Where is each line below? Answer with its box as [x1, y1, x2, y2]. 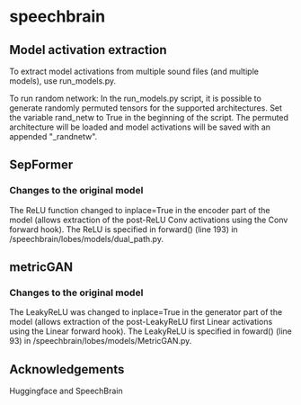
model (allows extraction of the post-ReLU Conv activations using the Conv [9, 214, 288, 225]
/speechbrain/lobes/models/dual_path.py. [9, 233, 164, 244]
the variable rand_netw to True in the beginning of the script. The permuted [9, 112, 289, 122]
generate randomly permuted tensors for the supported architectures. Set [9, 103, 283, 113]
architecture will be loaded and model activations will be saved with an [9, 121, 271, 132]
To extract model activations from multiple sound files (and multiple [9, 66, 259, 76]
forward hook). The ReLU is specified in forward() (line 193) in [9, 223, 238, 235]
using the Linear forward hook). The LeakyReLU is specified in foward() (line [9, 326, 292, 337]
